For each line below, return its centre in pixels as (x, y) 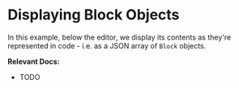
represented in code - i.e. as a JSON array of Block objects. (107, 45)
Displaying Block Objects (94, 15)
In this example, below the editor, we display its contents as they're (119, 37)
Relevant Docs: (34, 61)
